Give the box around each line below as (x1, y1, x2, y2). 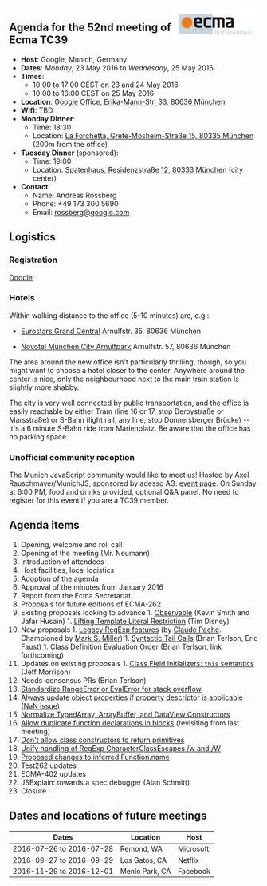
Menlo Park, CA (120, 866, 171, 876)
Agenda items (9, 518, 80, 532)
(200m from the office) (32, 139, 108, 149)
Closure (20, 785, 47, 796)
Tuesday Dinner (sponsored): (20, 148, 119, 157)
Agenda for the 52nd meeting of (9, 21, 171, 34)
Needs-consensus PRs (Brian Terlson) (20, 675, 147, 685)
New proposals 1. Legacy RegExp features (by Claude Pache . (20, 625, 222, 634)
